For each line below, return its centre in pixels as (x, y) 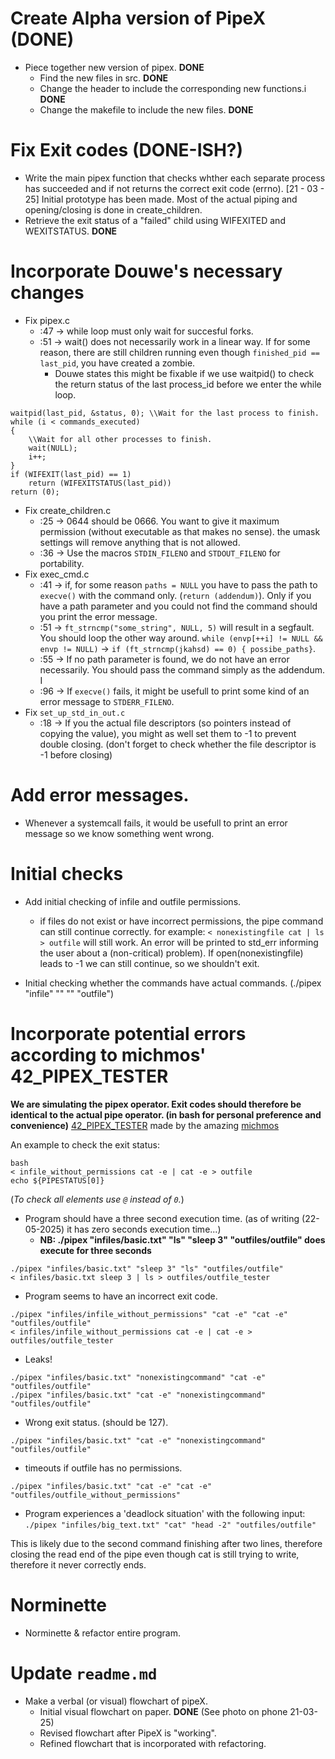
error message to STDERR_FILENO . (107, 701)
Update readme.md (84, 1673)
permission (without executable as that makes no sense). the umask (180, 531)
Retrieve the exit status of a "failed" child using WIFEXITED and (155, 220)
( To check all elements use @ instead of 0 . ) (97, 1199)
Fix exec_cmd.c (57, 574)
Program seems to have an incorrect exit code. (121, 1296)
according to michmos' (108, 1054)
